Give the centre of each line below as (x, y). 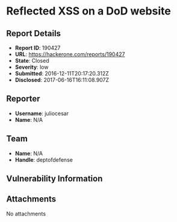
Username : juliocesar (42, 113)
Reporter (23, 99)
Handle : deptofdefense (44, 160)
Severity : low (32, 67)
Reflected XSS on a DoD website (89, 11)
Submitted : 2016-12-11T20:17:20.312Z (62, 73)
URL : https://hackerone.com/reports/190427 (70, 54)
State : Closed (32, 61)
